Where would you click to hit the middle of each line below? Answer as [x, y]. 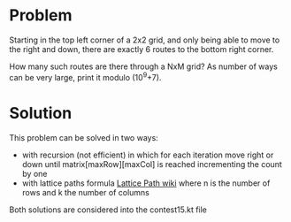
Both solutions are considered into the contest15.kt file [108, 210]
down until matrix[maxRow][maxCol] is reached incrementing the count [152, 164]
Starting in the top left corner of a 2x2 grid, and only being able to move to [145, 40]
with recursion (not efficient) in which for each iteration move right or [148, 155]
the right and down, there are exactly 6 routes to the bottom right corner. [142, 49]
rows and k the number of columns [86, 192]
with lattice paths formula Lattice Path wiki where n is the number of [146, 183]
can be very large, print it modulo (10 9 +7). [85, 76]
